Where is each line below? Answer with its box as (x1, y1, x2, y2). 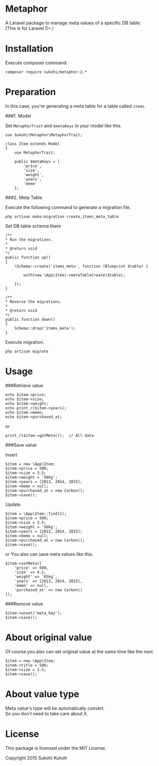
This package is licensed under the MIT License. (5, 745, 106, 751)
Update (5, 501, 21, 507)
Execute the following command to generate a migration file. (5, 204, 131, 210)
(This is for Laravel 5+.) (5, 25, 54, 31)
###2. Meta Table (5, 194, 43, 200)
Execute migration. (5, 339, 45, 345)
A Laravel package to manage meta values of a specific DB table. (5, 20, 141, 26)
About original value (5, 631, 92, 643)
